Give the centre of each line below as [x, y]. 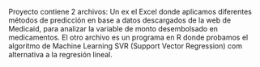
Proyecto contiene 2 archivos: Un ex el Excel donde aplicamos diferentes [130, 12]
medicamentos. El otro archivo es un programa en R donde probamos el [128, 37]
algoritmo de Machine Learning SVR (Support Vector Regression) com [126, 46]
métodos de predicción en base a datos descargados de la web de [120, 20]
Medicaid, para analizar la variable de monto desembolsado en [113, 29]
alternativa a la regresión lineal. [61, 54]
